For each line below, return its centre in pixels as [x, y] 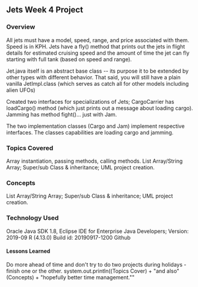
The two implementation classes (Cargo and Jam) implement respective [95, 126]
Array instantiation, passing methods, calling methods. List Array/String [94, 161]
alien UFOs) [21, 90]
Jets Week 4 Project [45, 10]
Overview [21, 27]
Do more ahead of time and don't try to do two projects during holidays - [96, 264]
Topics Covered [30, 148]
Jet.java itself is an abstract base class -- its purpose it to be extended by [97, 71]
